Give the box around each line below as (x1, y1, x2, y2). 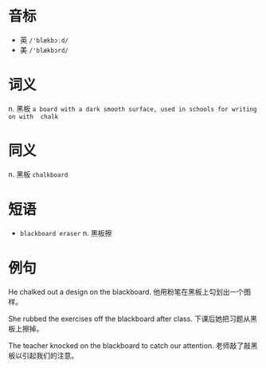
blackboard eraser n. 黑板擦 (19, 228, 112, 237)
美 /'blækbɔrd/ (19, 45, 69, 54)
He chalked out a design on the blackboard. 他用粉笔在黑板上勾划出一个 (8, 287, 244, 296)
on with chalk (8, 112, 59, 120)
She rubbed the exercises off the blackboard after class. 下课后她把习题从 (8, 314, 251, 323)
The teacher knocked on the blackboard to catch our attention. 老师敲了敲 (8, 340, 251, 350)
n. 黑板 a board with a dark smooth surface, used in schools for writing (8, 104, 257, 113)
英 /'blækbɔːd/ (19, 35, 69, 45)
